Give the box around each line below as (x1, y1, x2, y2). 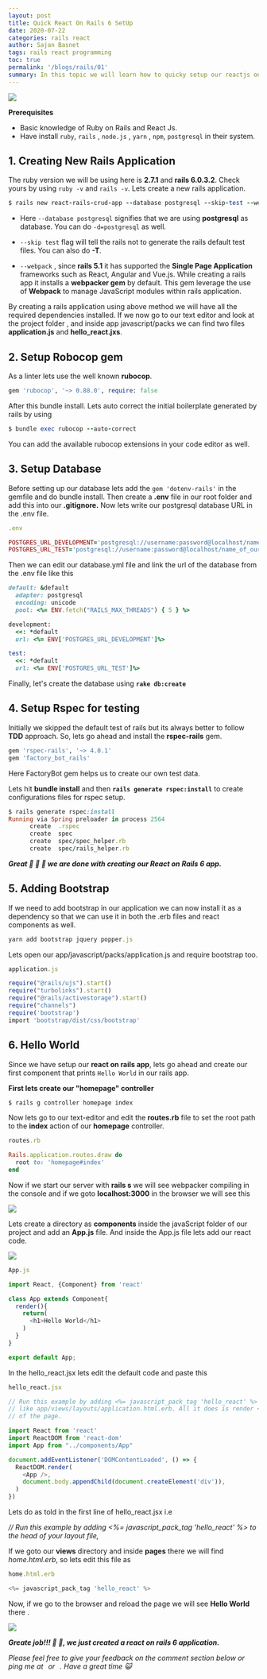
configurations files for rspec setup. (8, 792, 126, 802)
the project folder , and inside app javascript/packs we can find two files (8, 319, 245, 328)
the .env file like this (8, 569, 74, 578)
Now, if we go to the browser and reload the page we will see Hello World (8, 1599, 250, 1608)
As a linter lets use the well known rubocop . (8, 371, 153, 381)
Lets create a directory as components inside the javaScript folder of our (8, 1219, 248, 1228)
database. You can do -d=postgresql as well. (19, 222, 167, 231)
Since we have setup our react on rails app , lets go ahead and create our (8, 1059, 248, 1069)
